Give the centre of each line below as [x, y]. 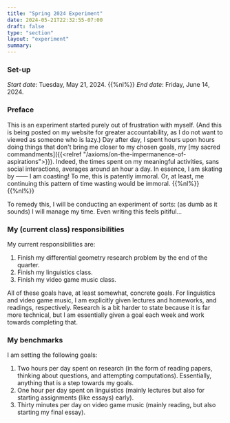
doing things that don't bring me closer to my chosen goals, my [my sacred [114, 147]
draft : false [26, 26]
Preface [21, 110]
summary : [20, 45]
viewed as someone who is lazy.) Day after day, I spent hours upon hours [111, 139]
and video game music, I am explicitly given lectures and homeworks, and [112, 300]
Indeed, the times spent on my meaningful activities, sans [137, 161]
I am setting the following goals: [52, 355]
